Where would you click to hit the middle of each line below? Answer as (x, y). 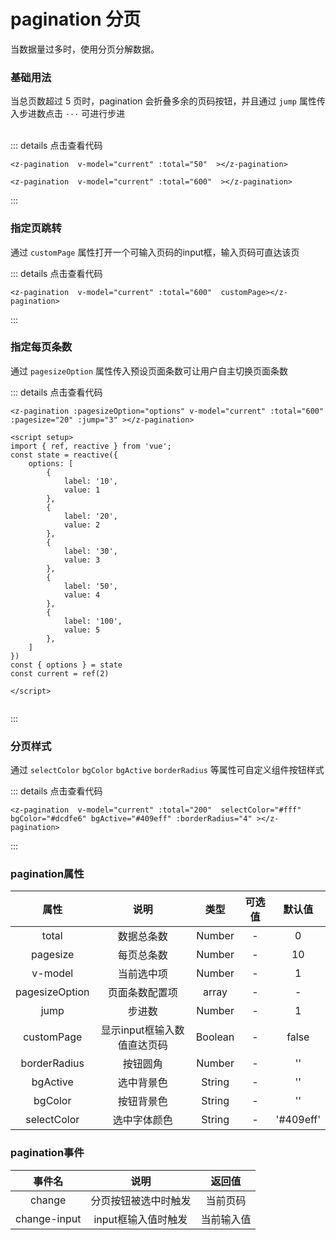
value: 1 (82, 490)
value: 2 (82, 525)
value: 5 (82, 630)
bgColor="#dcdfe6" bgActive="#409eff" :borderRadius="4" (131, 819)
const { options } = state (66, 665)
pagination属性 (47, 874)
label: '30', (90, 551)
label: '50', (90, 586)
